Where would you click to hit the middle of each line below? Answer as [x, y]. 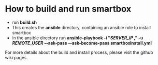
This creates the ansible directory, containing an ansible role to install [81, 27]
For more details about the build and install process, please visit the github [79, 52]
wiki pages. [16, 57]
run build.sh [24, 22]
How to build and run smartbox [68, 9]
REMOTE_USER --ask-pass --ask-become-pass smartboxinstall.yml [82, 43]
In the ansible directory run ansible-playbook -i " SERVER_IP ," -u [78, 38]
